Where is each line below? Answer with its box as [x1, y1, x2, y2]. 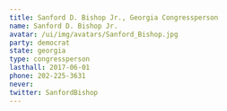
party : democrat [9, 38, 70, 47]
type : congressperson [9, 55, 91, 64]
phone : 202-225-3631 [9, 72, 87, 81]
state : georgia [9, 47, 66, 55]
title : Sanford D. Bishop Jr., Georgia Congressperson [9, 13, 219, 22]
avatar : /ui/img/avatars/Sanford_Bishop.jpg [9, 30, 179, 38]
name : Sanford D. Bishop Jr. [9, 21, 118, 30]
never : [9, 80, 34, 89]
